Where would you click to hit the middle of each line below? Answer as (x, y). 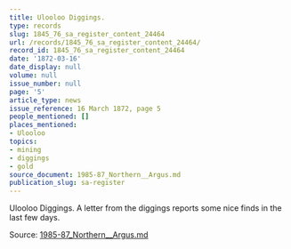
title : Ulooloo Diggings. (57, 17)
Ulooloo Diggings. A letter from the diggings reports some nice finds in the (145, 208)
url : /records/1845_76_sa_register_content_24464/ (105, 42)
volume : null (33, 76)
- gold (21, 166)
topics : (24, 141)
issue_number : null (45, 84)
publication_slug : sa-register (67, 183)
